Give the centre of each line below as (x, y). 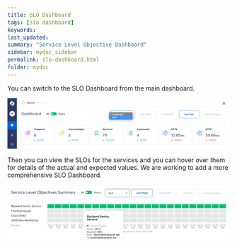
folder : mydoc (28, 67)
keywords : (22, 30)
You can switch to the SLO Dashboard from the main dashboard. (101, 88)
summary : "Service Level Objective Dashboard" (77, 45)
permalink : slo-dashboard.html (53, 60)
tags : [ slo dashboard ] (41, 22)
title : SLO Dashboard (39, 15)
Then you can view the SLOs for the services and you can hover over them (116, 160)
